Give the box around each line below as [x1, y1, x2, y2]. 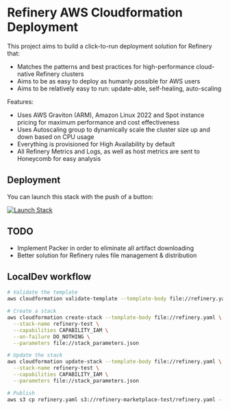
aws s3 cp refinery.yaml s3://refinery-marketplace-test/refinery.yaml [7, 396, 216, 403]
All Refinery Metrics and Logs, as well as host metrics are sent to [16, 147, 201, 155]
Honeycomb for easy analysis [16, 154, 101, 162]
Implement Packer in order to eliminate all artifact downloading [16, 244, 194, 252]
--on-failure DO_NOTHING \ [13, 333, 90, 340]
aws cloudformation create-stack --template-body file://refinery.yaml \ [7, 314, 222, 321]
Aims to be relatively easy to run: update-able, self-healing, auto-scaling [16, 84, 222, 92]
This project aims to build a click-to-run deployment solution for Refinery [7, 42, 212, 50]
